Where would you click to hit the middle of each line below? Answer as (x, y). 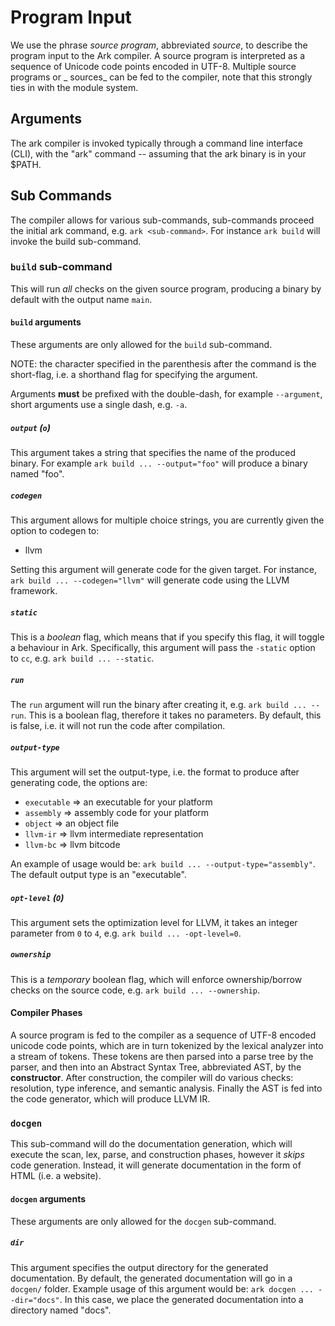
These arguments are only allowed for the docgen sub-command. (143, 1221)
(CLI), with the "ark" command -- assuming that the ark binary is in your (158, 153)
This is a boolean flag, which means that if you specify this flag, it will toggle (167, 637)
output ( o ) (30, 427)
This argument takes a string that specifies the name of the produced (153, 453)
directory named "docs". (61, 1310)
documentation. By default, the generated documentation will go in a (151, 1278)
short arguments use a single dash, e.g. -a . (99, 405)
